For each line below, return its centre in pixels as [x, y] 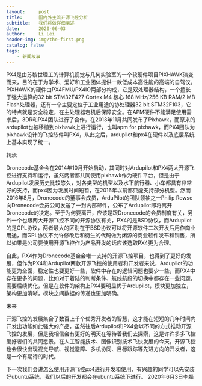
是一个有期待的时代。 [32, 356]
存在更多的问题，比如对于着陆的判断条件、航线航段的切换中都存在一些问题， [101, 278]
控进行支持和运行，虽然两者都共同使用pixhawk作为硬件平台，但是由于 [93, 175]
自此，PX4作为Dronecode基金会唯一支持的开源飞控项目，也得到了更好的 [96, 256]
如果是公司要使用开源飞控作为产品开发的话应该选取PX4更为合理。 [93, 243]
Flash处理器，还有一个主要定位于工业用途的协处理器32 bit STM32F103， [96, 104]
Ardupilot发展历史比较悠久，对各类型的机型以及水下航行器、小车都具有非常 [99, 182]
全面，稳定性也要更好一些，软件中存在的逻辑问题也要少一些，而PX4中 [109, 271]
